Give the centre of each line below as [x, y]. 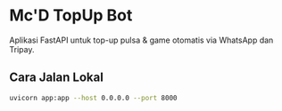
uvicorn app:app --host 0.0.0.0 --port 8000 [93, 98]
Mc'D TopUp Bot [71, 16]
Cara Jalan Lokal [57, 78]
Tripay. [22, 49]
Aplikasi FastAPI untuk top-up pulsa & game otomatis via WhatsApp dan [141, 40]
